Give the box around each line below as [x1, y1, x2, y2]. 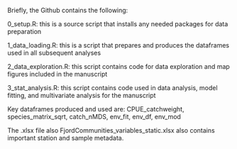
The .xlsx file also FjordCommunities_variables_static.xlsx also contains [7, 126, 215, 134]
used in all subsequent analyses [7, 49, 101, 57]
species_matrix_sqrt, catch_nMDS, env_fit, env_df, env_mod [7, 113, 181, 121]
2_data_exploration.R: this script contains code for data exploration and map [7, 62, 231, 70]
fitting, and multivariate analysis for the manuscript [7, 92, 156, 99]
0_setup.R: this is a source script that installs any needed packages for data [7, 20, 228, 28]
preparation [7, 28, 42, 35]
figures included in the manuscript [7, 70, 108, 78]
